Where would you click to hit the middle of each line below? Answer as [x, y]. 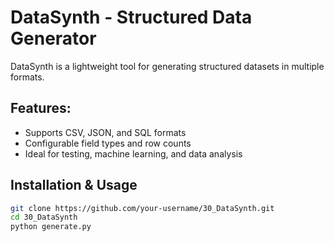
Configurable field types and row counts [108, 143]
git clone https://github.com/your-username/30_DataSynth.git [142, 208]
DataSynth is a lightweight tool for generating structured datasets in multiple [167, 66]
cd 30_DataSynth [44, 217]
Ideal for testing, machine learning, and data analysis [133, 153]
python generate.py [51, 227]
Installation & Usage [74, 185]
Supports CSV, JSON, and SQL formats [105, 132]
